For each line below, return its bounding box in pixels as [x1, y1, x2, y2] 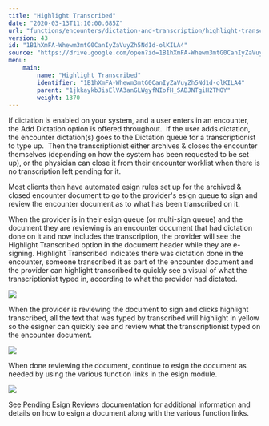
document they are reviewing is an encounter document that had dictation [8, 223, 253, 233]
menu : [8, 57, 26, 65]
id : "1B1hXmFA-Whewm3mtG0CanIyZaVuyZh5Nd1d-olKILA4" [8, 42, 188, 50]
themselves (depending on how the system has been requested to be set [8, 150, 250, 159]
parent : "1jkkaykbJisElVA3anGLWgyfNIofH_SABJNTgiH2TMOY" [37, 86, 231, 94]
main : [22, 64, 42, 72]
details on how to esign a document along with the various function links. [8, 408, 250, 418]
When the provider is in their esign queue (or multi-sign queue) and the [8, 215, 243, 224]
